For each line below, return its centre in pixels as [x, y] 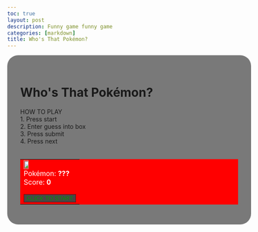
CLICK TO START [50, 198]
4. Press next [39, 141]
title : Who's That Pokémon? [48, 39]
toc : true [21, 14]
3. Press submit [42, 134]
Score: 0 [38, 182]
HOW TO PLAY [42, 112]
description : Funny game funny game [60, 26]
